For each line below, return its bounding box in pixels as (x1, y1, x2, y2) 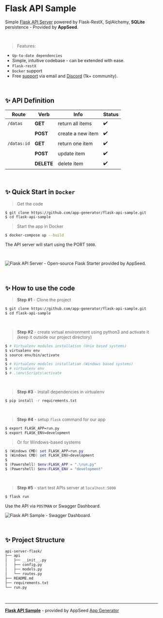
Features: (16, 43, 36, 49)
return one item (58, 140, 93, 147)
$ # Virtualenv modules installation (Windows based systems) (5, 361, 133, 367)
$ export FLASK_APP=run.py (5, 426, 60, 430)
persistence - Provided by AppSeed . (5, 24, 79, 30)
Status (103, 111, 119, 118)
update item (58, 150, 85, 157)
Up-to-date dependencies (12, 53, 63, 58)
